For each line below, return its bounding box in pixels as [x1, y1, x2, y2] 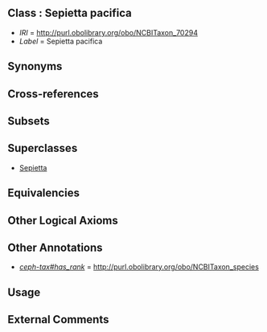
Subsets [7, 114, 50, 128]
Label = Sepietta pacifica [18, 36, 103, 46]
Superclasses [7, 141, 78, 155]
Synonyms [7, 59, 63, 73]
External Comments [7, 313, 109, 326]
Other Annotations [7, 240, 103, 254]
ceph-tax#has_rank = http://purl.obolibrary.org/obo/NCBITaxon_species [18, 262, 259, 272]
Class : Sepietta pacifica [7, 6, 132, 20]
